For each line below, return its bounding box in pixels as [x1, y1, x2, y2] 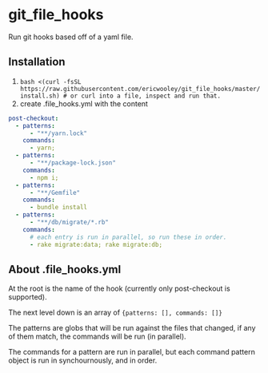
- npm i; [29, 173, 59, 181]
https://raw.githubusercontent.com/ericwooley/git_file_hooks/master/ [19, 85, 261, 93]
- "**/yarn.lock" [29, 129, 88, 137]
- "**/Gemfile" [29, 188, 81, 196]
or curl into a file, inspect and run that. [70, 92, 222, 100]
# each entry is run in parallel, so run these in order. [29, 233, 227, 241]
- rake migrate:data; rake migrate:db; [29, 240, 162, 248]
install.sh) [19, 92, 60, 100]
